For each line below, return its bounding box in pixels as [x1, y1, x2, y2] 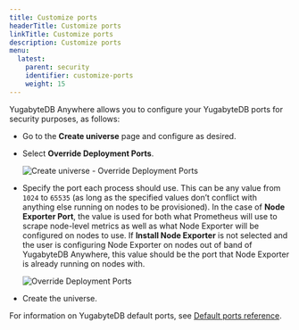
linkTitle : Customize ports [9, 29, 114, 38]
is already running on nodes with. [21, 258, 145, 268]
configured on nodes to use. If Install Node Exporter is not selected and [21, 229, 288, 241]
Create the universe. [21, 293, 98, 303]
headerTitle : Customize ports [9, 21, 122, 30]
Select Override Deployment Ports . [21, 148, 154, 159]
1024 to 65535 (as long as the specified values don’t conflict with [21, 192, 257, 202]
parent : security [25, 63, 90, 72]
